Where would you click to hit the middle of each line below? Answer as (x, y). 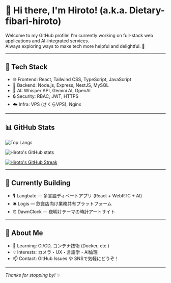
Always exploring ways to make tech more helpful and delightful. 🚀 (75, 46)
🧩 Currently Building (38, 183)
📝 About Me (24, 233)
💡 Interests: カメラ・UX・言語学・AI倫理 (55, 252)
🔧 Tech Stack (26, 67)
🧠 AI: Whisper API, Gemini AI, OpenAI (51, 90)
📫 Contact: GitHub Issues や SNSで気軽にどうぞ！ (66, 259)
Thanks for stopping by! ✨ (33, 275)
